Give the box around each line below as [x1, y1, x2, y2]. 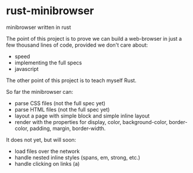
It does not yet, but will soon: [6, 136, 76, 143]
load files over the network [14, 148, 80, 155]
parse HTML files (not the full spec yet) [14, 106, 110, 113]
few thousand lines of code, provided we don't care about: [6, 41, 148, 48]
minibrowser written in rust [6, 24, 72, 31]
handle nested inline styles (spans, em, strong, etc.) [14, 154, 141, 161]
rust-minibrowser [6, 4, 94, 18]
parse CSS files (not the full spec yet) [14, 99, 106, 107]
